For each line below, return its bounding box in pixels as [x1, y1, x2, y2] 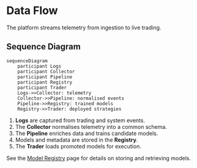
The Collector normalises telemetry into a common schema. [15, 123, 167, 130]
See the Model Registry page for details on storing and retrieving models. [6, 154, 191, 162]
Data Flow [6, 4, 58, 18]
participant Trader [17, 84, 67, 90]
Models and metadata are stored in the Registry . [15, 136, 138, 144]
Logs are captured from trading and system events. [15, 117, 146, 124]
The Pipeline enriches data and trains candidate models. [15, 130, 158, 137]
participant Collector [17, 68, 75, 75]
